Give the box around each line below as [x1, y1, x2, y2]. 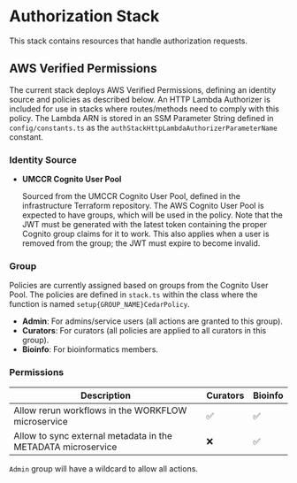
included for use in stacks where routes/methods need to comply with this [9, 103, 280, 114]
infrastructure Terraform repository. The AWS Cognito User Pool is [21, 201, 264, 211]
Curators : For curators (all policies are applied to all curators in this [21, 326, 267, 336]
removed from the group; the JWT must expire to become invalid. [21, 238, 261, 249]
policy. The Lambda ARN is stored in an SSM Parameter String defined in [9, 112, 274, 123]
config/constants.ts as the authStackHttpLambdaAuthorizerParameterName [9, 122, 278, 133]
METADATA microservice [13, 441, 118, 453]
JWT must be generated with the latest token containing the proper [21, 219, 268, 230]
